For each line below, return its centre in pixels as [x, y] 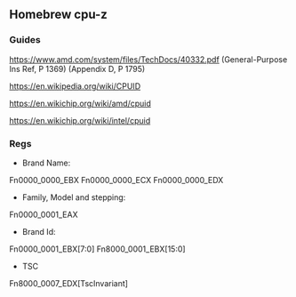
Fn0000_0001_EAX [44, 214]
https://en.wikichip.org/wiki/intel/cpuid [80, 120]
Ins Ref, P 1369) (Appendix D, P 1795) [77, 68]
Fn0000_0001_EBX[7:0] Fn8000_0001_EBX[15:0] [97, 249]
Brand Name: [46, 163]
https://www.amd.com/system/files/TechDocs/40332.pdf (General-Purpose [148, 59]
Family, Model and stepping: [74, 197]
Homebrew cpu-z [59, 15]
